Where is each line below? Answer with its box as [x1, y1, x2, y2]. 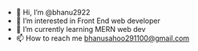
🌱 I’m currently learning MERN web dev [15, 25, 146, 33]
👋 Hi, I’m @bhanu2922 [15, 8, 91, 17]
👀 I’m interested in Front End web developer [15, 16, 160, 25]
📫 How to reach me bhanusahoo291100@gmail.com [15, 33, 190, 43]
